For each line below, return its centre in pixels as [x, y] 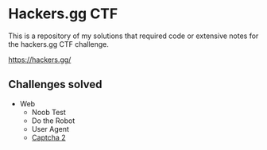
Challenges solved [55, 85]
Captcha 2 [48, 137]
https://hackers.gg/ [40, 60]
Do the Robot [53, 121]
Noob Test [48, 112]
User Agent [50, 129]
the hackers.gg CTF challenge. [59, 44]
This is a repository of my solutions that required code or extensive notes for [133, 36]
